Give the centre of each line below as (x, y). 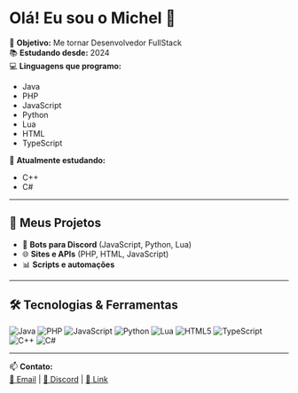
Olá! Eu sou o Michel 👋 (93, 18)
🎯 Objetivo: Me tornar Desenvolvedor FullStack (95, 43)
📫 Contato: (31, 366)
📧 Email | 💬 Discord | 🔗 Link (59, 379)
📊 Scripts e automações (68, 264)
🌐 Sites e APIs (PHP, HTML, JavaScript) (95, 254)
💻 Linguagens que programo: (65, 66)
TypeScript (42, 143)
